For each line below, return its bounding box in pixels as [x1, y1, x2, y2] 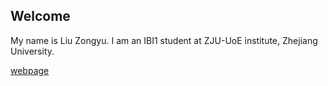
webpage [10, 64, 50, 76]
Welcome [10, 8, 71, 25]
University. [10, 45, 55, 57]
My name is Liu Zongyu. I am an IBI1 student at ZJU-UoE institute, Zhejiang [10, 34, 318, 46]
